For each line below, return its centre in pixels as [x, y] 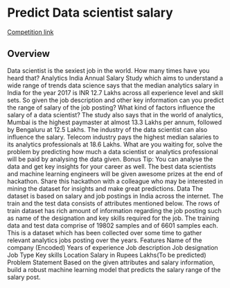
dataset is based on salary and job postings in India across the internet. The [115, 196]
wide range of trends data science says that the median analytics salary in [113, 85]
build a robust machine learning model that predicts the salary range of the [114, 269]
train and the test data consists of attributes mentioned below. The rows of [114, 203]
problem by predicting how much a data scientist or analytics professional [113, 151]
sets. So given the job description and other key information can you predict [116, 100]
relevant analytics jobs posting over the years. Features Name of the [105, 240]
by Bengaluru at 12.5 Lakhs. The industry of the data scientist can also [107, 129]
